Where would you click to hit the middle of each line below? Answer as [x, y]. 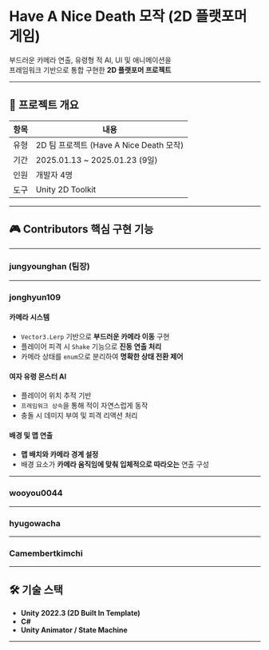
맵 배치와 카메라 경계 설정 [59, 454]
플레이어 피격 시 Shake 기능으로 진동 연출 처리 [91, 346]
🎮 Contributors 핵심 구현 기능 [81, 230]
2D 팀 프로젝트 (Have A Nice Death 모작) [110, 145]
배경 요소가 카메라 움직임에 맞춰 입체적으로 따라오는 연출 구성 [115, 465]
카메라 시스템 [30, 317]
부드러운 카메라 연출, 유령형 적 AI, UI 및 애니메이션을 [90, 60]
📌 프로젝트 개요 [44, 105]
